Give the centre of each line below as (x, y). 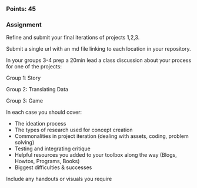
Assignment (24, 24)
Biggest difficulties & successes (53, 167)
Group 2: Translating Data (37, 90)
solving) (24, 143)
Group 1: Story (24, 78)
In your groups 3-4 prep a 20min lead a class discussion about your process (99, 60)
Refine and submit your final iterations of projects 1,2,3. (73, 38)
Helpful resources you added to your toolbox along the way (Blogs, (96, 155)
